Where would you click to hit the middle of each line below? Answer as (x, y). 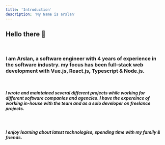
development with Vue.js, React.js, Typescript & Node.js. (75, 71)
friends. (14, 138)
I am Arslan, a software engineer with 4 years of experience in (81, 58)
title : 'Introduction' (29, 10)
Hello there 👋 (26, 34)
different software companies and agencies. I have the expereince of (78, 98)
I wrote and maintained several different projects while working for (75, 93)
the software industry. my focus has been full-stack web (75, 65)
